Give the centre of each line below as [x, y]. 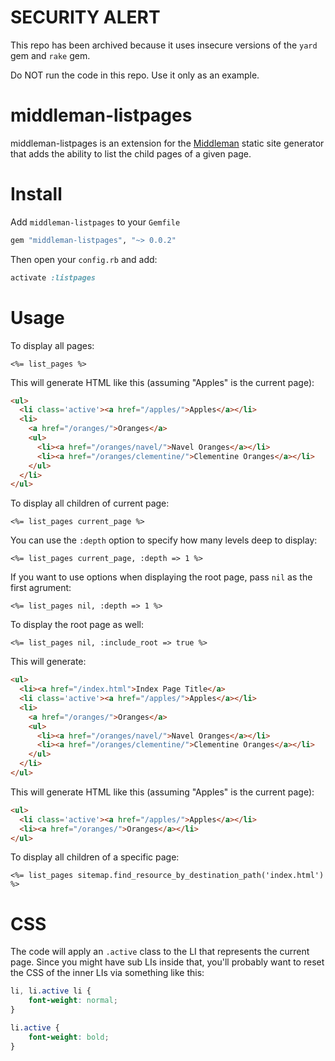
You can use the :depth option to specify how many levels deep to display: [164, 540]
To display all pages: [52, 345]
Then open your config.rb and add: [84, 259]
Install [36, 194]
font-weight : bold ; [69, 1037]
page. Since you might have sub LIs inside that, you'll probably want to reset [167, 962]
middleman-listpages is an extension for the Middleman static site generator [167, 143]
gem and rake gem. [50, 55]
